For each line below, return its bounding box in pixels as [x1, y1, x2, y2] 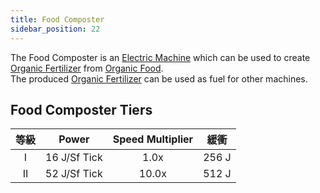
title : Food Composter [10, 14, 105, 25]
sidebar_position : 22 [10, 24, 101, 34]
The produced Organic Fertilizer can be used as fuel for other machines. [10, 72, 308, 85]
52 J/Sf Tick [45, 167, 103, 181]
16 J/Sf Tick [45, 151, 103, 165]
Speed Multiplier [112, 132, 194, 146]
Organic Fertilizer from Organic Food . [10, 62, 164, 74]
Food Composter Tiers [10, 101, 153, 118]
